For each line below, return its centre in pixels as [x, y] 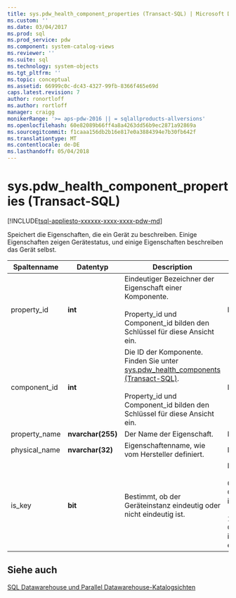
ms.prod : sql [26, 33]
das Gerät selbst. [32, 249]
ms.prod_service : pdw [39, 40]
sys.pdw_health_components [172, 370]
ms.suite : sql [28, 60]
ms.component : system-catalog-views [61, 47]
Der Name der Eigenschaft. [169, 434]
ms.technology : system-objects [53, 66]
